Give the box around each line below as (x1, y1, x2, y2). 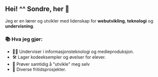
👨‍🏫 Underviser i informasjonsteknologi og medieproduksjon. (12, 49, 134, 54)
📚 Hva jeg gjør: (5, 35, 43, 42)
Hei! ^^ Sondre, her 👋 (5, 5, 70, 13)
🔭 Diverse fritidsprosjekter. (12, 67, 66, 73)
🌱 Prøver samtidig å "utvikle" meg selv (12, 61, 90, 67)
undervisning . (5, 23, 34, 29)
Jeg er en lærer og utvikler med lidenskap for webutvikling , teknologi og (5, 18, 154, 24)
